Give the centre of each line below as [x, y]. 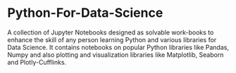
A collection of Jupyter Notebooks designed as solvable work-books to [111, 32]
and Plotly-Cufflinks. [37, 62]
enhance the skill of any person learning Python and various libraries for [112, 39]
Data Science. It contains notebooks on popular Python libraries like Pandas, [118, 47]
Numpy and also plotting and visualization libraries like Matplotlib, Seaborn [116, 55]
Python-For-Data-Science [85, 13]
